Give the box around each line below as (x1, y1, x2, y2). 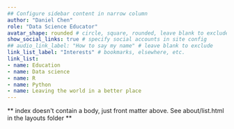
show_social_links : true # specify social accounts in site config (7, 36, 208, 43)
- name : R (7, 74, 36, 82)
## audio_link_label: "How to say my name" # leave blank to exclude (7, 42, 214, 49)
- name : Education (7, 62, 61, 69)
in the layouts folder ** (7, 114, 72, 122)
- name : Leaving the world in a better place (7, 87, 141, 94)
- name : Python (7, 81, 52, 88)
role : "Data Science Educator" (7, 23, 98, 30)
